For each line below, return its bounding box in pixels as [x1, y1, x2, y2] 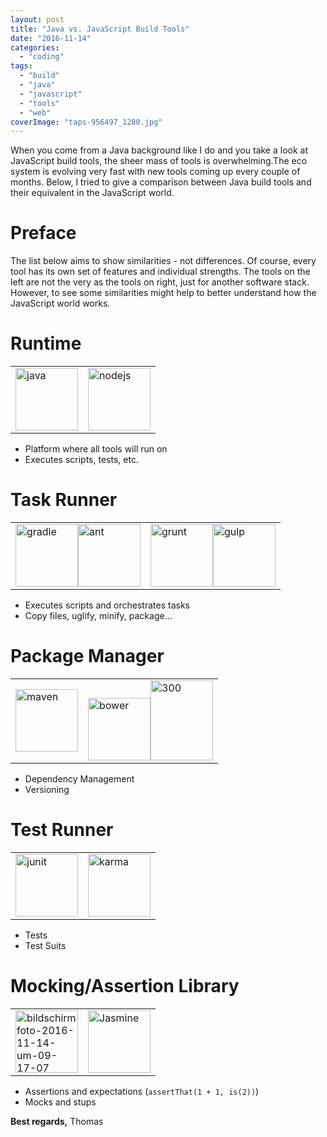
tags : [10, 61, 33, 71]
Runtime [10, 332, 82, 355]
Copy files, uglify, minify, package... [24, 610, 173, 622]
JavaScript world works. [10, 297, 111, 310]
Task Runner [10, 489, 118, 511]
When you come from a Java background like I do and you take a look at [10, 144, 308, 156]
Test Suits [24, 939, 67, 951]
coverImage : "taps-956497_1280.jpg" [10, 117, 163, 127]
